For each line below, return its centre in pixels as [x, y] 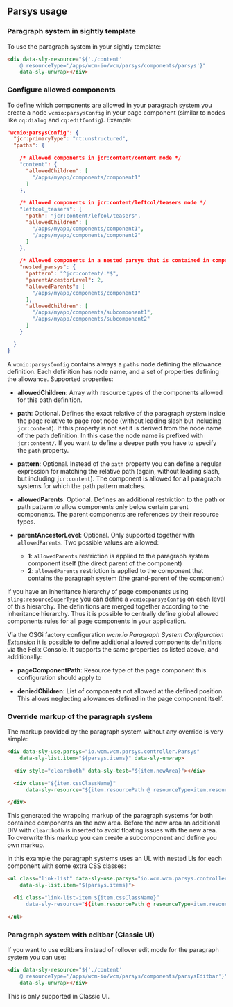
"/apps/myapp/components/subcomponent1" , [93, 312]
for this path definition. [50, 400]
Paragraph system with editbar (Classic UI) [81, 935]
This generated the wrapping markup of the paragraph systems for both [110, 816]
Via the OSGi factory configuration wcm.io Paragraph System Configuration [115, 634]
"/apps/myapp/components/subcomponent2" [91, 319]
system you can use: [37, 957]
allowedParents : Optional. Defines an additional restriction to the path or [121, 499]
